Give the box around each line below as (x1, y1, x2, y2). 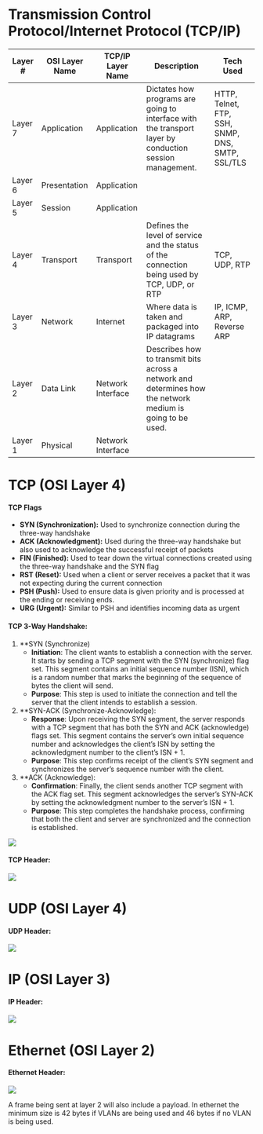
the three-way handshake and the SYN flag (19, 562, 159, 571)
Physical (41, 440, 73, 451)
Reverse (214, 320, 245, 331)
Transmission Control (8, 5, 151, 24)
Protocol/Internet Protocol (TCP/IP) (8, 22, 241, 40)
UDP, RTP (214, 259, 250, 270)
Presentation (41, 179, 88, 190)
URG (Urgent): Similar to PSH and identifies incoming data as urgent (19, 603, 240, 613)
